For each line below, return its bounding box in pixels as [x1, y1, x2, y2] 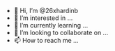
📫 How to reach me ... [13, 37, 79, 44]
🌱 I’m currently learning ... [13, 21, 89, 29]
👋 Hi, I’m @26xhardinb [13, 7, 79, 14]
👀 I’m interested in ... [13, 14, 73, 22]
